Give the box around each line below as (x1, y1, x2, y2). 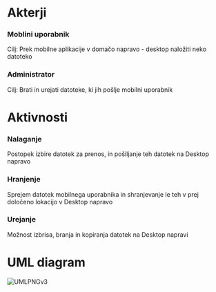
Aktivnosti (7, 109, 68, 125)
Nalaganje (7, 134, 43, 144)
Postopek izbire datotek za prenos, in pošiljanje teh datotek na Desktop (7, 150, 209, 158)
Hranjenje (7, 175, 41, 184)
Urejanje (7, 215, 37, 224)
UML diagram (7, 255, 86, 271)
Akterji (7, 5, 47, 21)
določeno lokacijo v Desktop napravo (7, 197, 113, 206)
